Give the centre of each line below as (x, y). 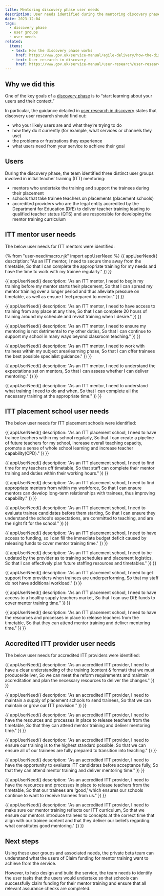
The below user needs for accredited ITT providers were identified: (72, 655)
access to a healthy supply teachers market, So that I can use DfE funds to (80, 598)
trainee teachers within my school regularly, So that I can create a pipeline (80, 438)
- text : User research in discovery (49, 60)
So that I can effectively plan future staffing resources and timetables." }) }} (81, 563)
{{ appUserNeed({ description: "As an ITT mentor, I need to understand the (80, 366)
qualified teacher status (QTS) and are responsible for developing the (82, 214)
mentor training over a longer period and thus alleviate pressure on (72, 291)
